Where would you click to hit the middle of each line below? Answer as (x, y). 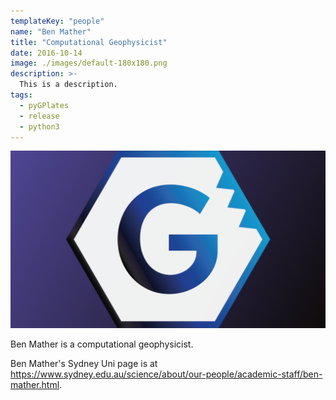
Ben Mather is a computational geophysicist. (102, 344)
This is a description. (68, 85)
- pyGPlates (44, 105)
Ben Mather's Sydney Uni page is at (84, 363)
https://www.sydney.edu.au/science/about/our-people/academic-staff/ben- (166, 374)
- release (39, 116)
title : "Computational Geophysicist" (89, 42)
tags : (21, 95)
